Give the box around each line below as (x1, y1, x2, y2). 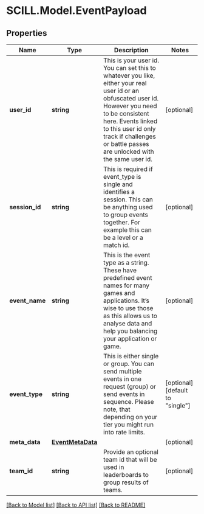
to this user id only (103, 125, 156, 133)
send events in (103, 390, 145, 398)
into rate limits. (103, 428, 146, 436)
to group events (103, 210, 149, 219)
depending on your (103, 413, 158, 421)
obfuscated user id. (103, 94, 159, 102)
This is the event (103, 251, 151, 259)
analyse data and (103, 319, 152, 327)
